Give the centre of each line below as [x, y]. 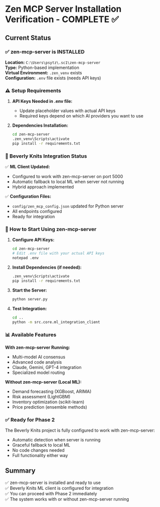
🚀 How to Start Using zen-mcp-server [51, 230]
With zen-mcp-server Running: [38, 347]
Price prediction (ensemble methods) [49, 407]
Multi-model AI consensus [39, 357]
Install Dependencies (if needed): [47, 267]
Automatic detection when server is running [56, 439]
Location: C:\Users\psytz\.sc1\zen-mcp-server [53, 62]
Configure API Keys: [33, 240]
